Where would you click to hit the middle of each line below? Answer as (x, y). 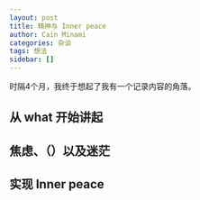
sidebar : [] (32, 59)
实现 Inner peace (57, 184)
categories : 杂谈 (41, 43)
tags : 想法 (28, 51)
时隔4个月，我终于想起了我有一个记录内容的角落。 (103, 86)
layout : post (34, 18)
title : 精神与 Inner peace (58, 26)
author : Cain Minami (48, 34)
